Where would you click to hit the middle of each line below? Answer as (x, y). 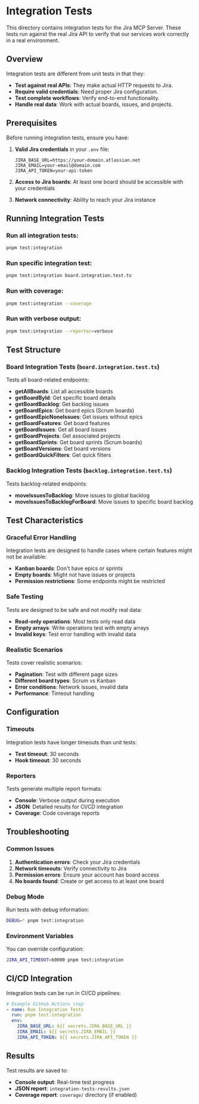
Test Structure (34, 350)
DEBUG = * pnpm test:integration (45, 920)
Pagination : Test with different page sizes (66, 674)
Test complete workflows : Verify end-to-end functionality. (87, 98)
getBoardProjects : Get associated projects (68, 436)
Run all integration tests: (42, 235)
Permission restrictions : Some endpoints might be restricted (90, 581)
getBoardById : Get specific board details (65, 398)
